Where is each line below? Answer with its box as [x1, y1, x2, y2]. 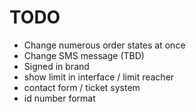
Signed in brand [23, 60, 90, 72]
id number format [23, 92, 96, 104]
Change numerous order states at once [23, 39, 186, 51]
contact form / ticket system [23, 81, 141, 93]
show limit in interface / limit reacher [23, 71, 175, 83]
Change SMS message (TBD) [23, 49, 145, 61]
